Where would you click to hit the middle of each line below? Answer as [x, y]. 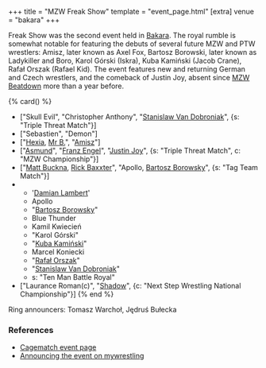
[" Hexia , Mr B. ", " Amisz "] [60, 142]
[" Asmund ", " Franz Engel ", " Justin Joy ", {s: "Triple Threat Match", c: [130, 151]
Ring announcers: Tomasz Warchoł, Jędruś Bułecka [93, 310]
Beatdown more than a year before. [66, 86]
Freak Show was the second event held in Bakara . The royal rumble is [122, 35]
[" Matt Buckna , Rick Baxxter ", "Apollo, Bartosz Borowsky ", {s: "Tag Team [139, 167]
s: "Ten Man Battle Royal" [73, 277]
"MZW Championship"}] [59, 159]
